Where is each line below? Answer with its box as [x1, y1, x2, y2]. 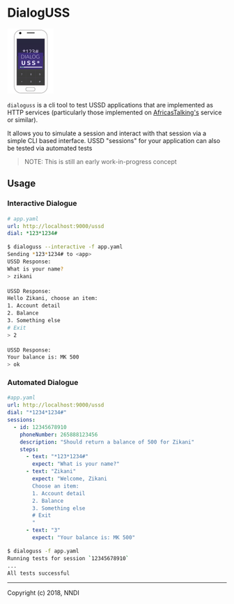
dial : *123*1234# [7, 230, 58, 237]
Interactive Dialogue [7, 199, 77, 209]
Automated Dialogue [7, 378, 79, 388]
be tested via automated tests [7, 144, 93, 152]
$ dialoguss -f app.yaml [7, 548, 79, 554]
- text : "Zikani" [25, 468, 77, 475]
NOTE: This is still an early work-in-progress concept [24, 157, 178, 165]
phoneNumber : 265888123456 [19, 431, 98, 438]
